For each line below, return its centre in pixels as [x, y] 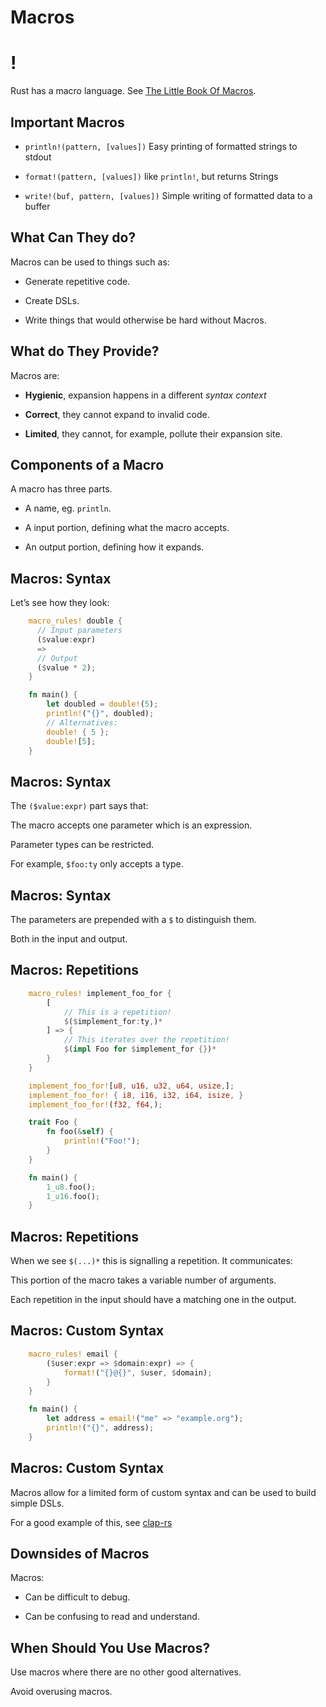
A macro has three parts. [61, 489]
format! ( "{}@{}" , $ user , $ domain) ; [138, 1372]
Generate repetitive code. [77, 281]
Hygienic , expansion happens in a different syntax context [145, 395]
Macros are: [35, 375]
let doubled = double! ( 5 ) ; [102, 704]
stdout [38, 157]
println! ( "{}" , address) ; [100, 1428]
